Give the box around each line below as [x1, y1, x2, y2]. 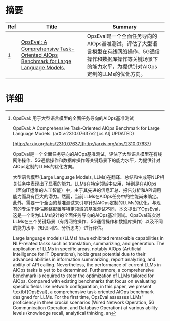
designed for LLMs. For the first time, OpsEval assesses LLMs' [12, 294, 143, 300]
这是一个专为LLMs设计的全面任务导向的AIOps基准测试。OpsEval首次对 [12, 212, 160, 218]
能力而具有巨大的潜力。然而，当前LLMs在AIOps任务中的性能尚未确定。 [12, 193, 161, 199]
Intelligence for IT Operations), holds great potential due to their [12, 251, 146, 257]
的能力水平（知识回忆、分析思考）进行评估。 [12, 224, 106, 231]
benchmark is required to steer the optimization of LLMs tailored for [12, 272, 154, 279]
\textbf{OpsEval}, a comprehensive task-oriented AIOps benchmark [12, 289, 154, 295]
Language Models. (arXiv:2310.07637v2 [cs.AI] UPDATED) [12, 130, 134, 136]
